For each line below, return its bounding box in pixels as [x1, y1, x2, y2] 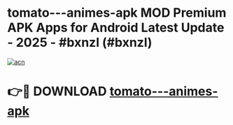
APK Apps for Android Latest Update [7, 20, 225, 36]
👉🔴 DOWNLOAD [7, 84, 107, 99]
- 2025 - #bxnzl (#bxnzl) [7, 35, 153, 50]
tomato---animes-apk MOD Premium [7, 5, 227, 21]
